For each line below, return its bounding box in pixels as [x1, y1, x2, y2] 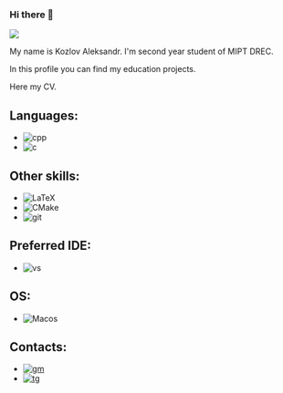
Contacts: [9, 339, 68, 355]
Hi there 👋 [9, 8, 55, 21]
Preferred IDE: [9, 238, 91, 253]
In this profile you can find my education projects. [9, 64, 196, 75]
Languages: [9, 108, 79, 123]
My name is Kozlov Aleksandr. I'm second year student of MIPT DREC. [9, 46, 274, 57]
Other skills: [9, 168, 80, 183]
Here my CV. [9, 81, 58, 92]
